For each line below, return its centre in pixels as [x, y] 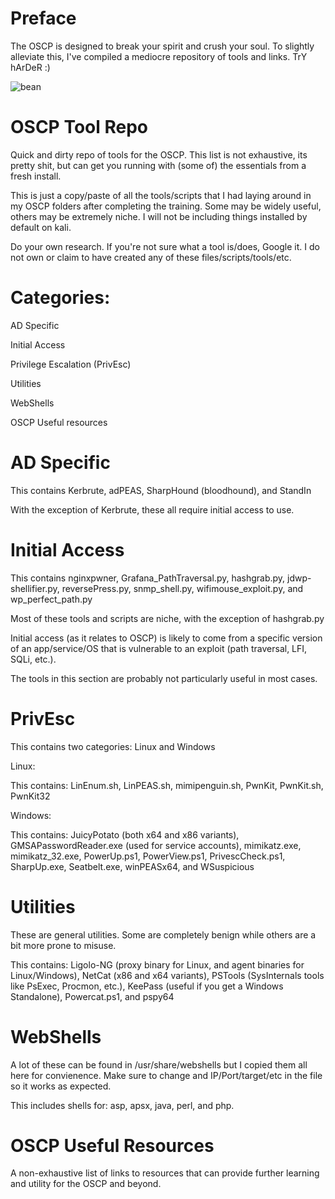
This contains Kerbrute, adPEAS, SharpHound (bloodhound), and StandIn [161, 490]
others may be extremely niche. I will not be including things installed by [159, 216]
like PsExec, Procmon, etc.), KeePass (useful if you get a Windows [147, 986]
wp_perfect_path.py [51, 599]
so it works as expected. [61, 1086]
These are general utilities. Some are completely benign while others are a [163, 934]
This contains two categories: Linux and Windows [113, 746]
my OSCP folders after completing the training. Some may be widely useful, [166, 206]
